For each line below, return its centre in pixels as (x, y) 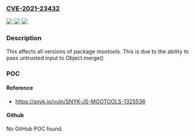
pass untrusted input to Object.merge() (55, 58)
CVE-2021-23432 (33, 8)
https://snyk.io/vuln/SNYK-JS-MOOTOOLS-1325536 (80, 101)
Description (24, 38)
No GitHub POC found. (35, 129)
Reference (20, 88)
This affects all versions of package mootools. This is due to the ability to (98, 51)
